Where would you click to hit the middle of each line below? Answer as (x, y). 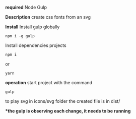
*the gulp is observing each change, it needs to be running (68, 111)
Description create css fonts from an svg (48, 17)
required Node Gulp (26, 7)
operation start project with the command (49, 82)
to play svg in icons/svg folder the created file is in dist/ (63, 101)
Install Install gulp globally (32, 27)
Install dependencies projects (36, 45)
